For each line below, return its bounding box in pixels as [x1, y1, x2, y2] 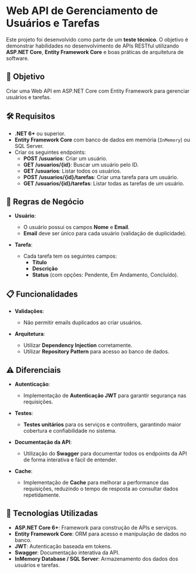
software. [6, 55, 29, 62]
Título [32, 259, 47, 266]
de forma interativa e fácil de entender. [23, 456, 117, 463]
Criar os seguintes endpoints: [14, 149, 86, 156]
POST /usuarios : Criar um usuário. [23, 154, 107, 162]
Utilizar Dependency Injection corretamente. [23, 342, 133, 349]
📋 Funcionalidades [6, 289, 78, 299]
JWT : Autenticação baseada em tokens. [14, 542, 112, 550]
